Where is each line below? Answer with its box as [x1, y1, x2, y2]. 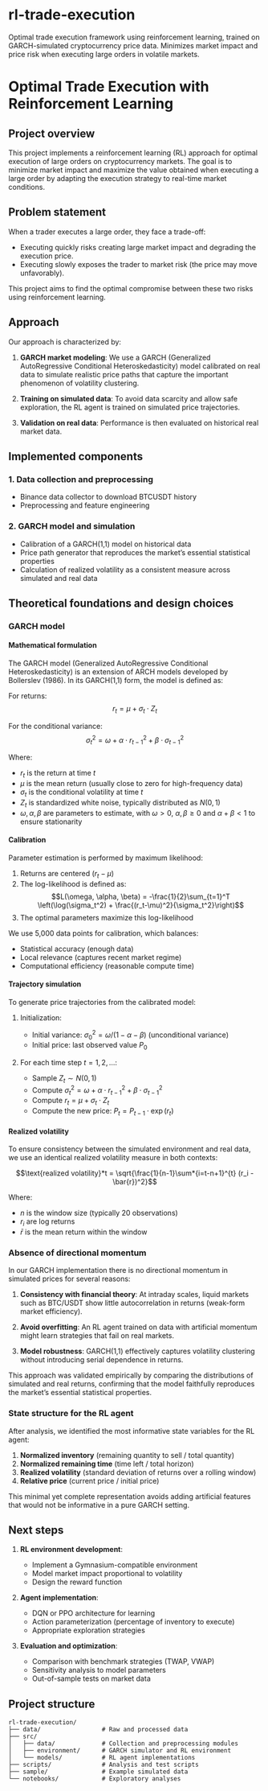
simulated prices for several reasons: [8, 1274, 131, 1284]
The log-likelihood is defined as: [19, 879, 127, 888]
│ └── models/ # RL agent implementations [8, 1754, 196, 1762]
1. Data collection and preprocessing [8, 473, 154, 484]
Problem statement [8, 205, 107, 219]
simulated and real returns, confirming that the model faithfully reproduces [8, 1379, 255, 1389]
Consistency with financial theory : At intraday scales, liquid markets [19, 1290, 250, 1299]
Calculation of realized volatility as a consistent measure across [19, 565, 231, 574]
